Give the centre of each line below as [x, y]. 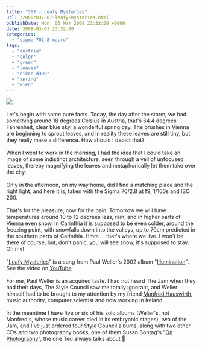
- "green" [24, 62]
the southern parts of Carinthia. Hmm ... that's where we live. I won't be [95, 236]
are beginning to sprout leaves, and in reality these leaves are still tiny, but [98, 134]
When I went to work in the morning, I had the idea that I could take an [93, 153]
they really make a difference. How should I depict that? [75, 140]
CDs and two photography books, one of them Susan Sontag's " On [90, 332]
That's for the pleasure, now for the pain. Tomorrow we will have [87, 210]
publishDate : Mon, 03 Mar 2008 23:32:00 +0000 [66, 23]
